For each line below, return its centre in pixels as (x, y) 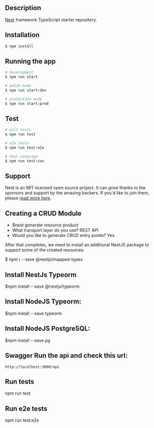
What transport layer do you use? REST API (55, 230)
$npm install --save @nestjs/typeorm (42, 287)
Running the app (30, 61)
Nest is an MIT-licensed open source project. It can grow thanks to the (75, 188)
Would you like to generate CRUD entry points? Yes (63, 236)
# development (19, 72)
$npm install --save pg (28, 340)
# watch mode (18, 86)
